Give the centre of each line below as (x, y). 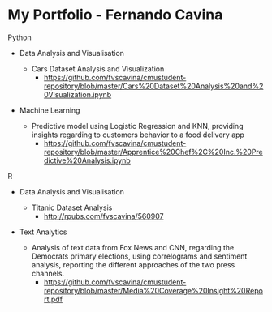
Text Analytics (43, 232)
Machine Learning (50, 110)
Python (19, 37)
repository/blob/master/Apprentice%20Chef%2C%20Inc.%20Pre (153, 152)
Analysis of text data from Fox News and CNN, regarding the (133, 247)
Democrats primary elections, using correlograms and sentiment (139, 256)
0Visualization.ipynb (78, 94)
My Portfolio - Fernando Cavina (115, 15)
